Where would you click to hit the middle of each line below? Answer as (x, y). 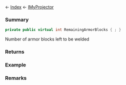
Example (16, 65)
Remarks (16, 78)
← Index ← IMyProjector (30, 7)
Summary (17, 20)
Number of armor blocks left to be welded (47, 39)
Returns (15, 52)
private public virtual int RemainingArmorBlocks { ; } (63, 30)
